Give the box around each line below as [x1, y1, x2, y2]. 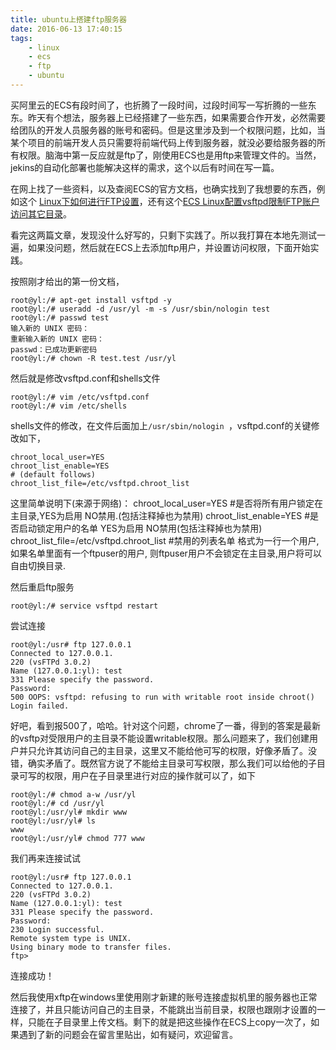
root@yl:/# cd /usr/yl [10, 798, 105, 808]
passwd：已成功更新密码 [10, 344, 98, 355]
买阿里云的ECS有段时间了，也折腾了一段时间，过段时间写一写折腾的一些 [10, 99, 308, 111]
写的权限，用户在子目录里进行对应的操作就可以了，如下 [27, 769, 256, 781]
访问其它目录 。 [10, 207, 72, 220]
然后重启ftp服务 [10, 581, 75, 593]
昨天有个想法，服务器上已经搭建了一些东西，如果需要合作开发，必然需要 [27, 111, 326, 123]
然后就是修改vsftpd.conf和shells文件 [10, 372, 161, 384]
